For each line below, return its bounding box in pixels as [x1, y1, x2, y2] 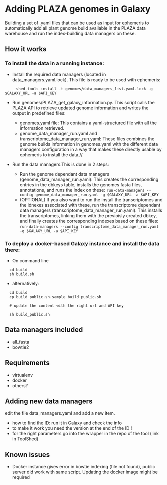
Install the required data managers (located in [12, 71, 106, 77]
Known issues [5, 450, 50, 459]
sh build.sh [9, 271, 35, 277]
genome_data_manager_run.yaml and [19, 130, 97, 136]
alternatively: [12, 280, 39, 286]
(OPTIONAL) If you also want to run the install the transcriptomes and [19, 196, 163, 203]
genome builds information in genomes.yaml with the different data [19, 141, 158, 147]
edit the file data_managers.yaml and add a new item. [5, 410, 115, 416]
